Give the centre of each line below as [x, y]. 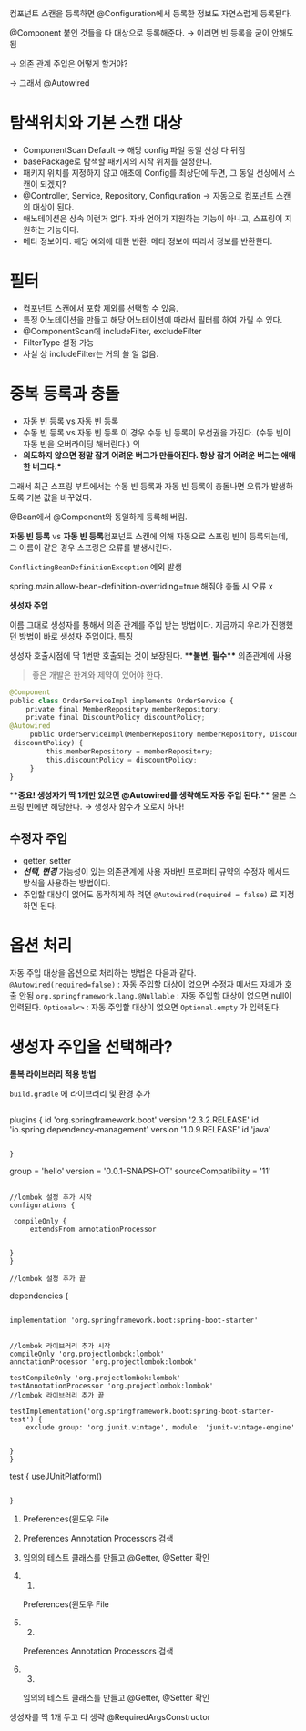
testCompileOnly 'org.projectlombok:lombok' [95, 1378]
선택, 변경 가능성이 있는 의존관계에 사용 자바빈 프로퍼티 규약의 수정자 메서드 [156, 872]
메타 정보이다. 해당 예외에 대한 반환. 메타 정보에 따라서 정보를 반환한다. [148, 241]
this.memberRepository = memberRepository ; [130, 751]
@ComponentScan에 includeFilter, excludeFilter [112, 331]
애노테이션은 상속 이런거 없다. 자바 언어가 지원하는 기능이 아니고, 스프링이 [153, 218]
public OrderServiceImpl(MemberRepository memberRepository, [148, 735]
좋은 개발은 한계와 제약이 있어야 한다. [97, 675]
